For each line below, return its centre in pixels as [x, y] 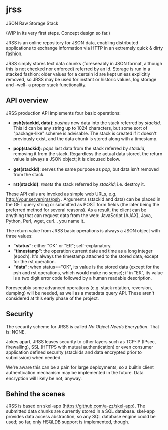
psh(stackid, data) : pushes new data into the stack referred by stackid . [87, 123]
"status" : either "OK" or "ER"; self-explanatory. [62, 245]
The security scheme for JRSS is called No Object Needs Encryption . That [83, 326]
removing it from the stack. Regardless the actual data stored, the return [88, 154]
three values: [19, 236]
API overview [27, 101]
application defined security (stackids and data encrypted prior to [74, 352]
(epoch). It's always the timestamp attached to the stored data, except [86, 256]
